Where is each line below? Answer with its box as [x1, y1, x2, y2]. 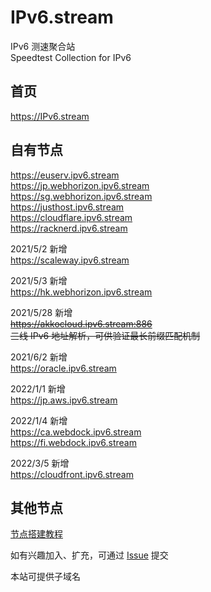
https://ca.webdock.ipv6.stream [10, 426, 142, 438]
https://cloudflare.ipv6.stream [10, 211, 133, 223]
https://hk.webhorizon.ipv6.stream [10, 286, 153, 298]
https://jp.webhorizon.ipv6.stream [10, 179, 150, 191]
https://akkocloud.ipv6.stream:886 [10, 317, 153, 330]
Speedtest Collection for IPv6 [10, 51, 132, 63]
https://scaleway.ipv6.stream [10, 254, 130, 266]
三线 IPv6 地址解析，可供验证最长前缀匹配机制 [10, 329, 201, 341]
